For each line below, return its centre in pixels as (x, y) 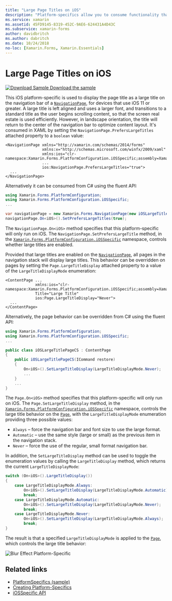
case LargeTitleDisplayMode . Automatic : (57, 500)
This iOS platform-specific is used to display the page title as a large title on (85, 97)
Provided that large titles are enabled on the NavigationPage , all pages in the (85, 254)
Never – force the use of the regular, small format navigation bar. (80, 446)
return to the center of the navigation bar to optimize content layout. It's (81, 125)
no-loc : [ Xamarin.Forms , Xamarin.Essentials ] (55, 48)
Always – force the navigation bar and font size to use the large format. (87, 430)
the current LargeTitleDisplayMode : (42, 466)
